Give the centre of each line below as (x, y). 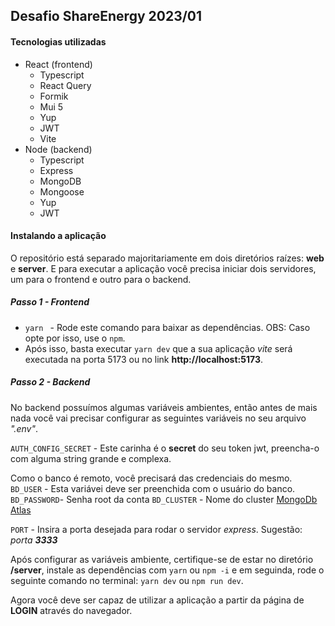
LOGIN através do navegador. (71, 610)
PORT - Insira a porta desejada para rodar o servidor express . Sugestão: (156, 529)
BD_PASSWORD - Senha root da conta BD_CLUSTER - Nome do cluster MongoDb (164, 499)
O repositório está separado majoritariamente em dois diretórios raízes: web (167, 258)
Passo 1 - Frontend (50, 302)
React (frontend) (58, 64)
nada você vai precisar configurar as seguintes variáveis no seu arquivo (158, 418)
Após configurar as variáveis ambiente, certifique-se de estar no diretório (162, 559)
